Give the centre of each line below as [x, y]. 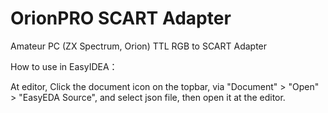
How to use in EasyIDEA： [64, 66]
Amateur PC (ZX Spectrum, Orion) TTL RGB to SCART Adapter [139, 46]
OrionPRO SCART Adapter [121, 18]
